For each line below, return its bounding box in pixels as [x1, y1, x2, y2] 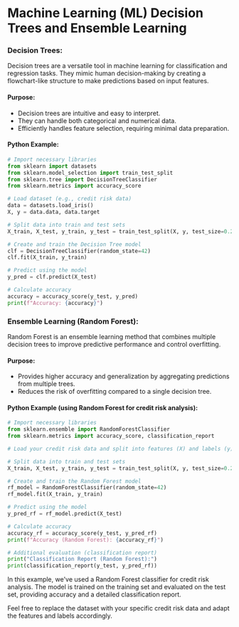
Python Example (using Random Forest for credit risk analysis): [7, 403, 198, 412]
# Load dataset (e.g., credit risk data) [7, 195, 132, 203]
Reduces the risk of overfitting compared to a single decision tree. [17, 387, 212, 396]
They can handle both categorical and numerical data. [17, 116, 176, 125]
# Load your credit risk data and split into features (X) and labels [7, 445, 221, 452]
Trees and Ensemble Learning [7, 20, 187, 36]
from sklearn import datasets [7, 162, 97, 170]
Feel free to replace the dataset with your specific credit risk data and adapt [7, 604, 230, 613]
